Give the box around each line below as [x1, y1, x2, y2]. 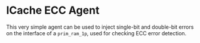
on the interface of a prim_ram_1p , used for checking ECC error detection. [6, 29, 187, 36]
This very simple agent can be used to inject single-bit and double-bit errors [6, 23, 194, 30]
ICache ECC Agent [6, 4, 100, 17]
